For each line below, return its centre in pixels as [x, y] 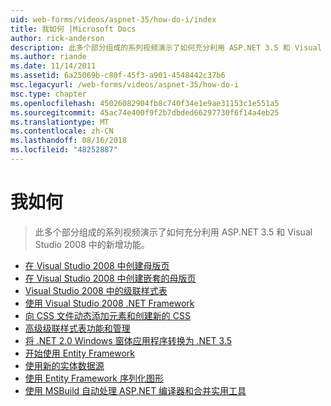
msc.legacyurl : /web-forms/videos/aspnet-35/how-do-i [125, 85]
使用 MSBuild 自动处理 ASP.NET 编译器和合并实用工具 [135, 390]
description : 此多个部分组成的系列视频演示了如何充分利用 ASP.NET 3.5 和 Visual [166, 47]
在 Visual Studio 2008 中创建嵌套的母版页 [110, 278]
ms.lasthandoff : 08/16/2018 [69, 141]
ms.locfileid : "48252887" [64, 150]
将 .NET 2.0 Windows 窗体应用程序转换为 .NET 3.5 [128, 340]
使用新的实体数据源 [64, 365]
